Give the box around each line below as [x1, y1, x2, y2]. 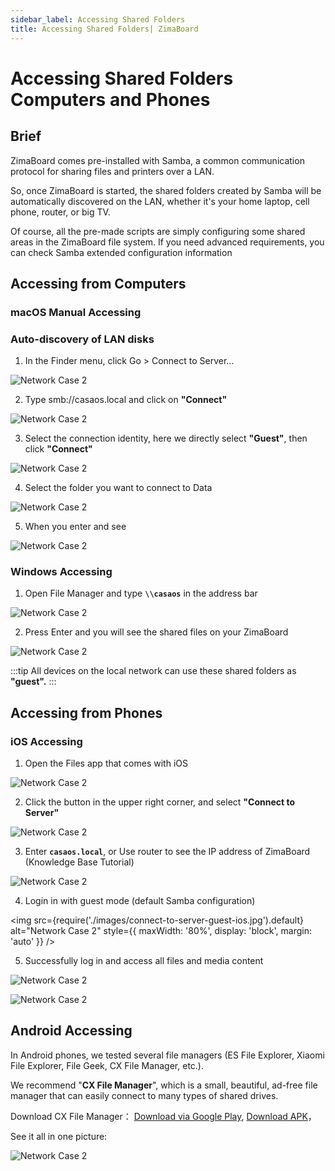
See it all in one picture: [10, 1130, 108, 1142]
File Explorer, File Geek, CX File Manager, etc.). [10, 1059, 205, 1071]
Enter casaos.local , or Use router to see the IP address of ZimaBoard [24, 846, 311, 858]
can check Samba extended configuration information [10, 246, 233, 258]
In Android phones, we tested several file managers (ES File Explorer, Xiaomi [10, 1049, 325, 1061]
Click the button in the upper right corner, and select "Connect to [24, 796, 296, 808]
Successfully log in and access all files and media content [24, 955, 264, 967]
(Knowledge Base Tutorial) [24, 856, 135, 868]
